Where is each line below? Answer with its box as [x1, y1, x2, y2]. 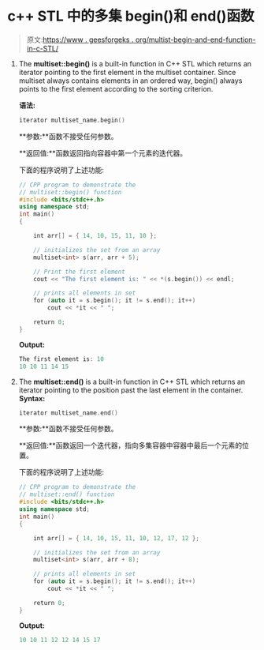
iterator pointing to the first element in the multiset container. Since [18, 67, 236, 77]
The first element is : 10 [18, 355, 104, 363]
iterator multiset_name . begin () [18, 116, 125, 124]
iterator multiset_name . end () [18, 408, 119, 417]
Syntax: [18, 393, 46, 403]
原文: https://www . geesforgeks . [26, 35, 134, 44]
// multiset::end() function [18, 490, 115, 498]
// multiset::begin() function [18, 188, 122, 196]
